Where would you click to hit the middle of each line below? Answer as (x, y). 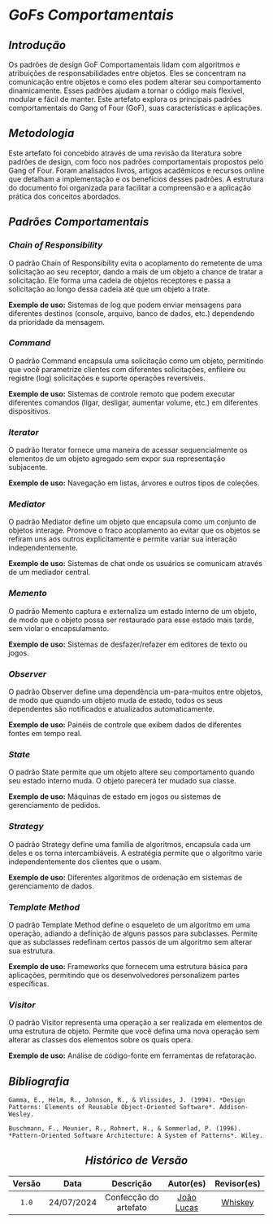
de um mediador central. (50, 573)
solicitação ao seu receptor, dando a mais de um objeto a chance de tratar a (136, 271)
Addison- (234, 1107)
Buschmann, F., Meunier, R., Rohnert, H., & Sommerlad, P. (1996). (125, 1128)
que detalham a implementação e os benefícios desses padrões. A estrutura (136, 179)
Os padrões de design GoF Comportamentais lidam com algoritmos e (124, 64)
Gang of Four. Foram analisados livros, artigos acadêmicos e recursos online (136, 170)
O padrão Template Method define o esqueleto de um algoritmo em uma (129, 924)
